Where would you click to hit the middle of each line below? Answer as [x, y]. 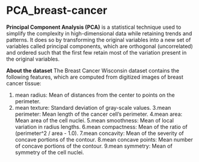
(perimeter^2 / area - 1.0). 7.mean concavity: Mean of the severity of [99, 133]
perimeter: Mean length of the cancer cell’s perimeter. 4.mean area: [99, 114]
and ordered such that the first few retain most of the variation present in [96, 52]
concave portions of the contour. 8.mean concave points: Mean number [104, 139]
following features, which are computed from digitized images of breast [95, 77]
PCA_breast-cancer [57, 10]
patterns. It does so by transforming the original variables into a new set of [99, 40]
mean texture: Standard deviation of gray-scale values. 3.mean [93, 107]
